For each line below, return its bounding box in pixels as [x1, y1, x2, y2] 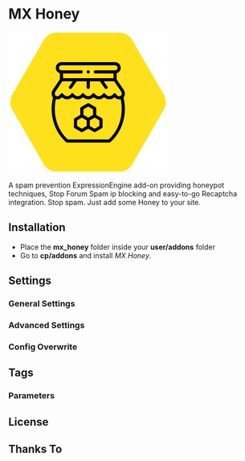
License [8, 415, 49, 429]
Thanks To [8, 442, 63, 455]
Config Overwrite [8, 341, 78, 352]
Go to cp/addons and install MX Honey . [19, 250, 152, 260]
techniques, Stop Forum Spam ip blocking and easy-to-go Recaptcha [8, 188, 238, 198]
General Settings [8, 298, 76, 310]
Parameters [8, 390, 55, 401]
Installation [8, 220, 66, 234]
